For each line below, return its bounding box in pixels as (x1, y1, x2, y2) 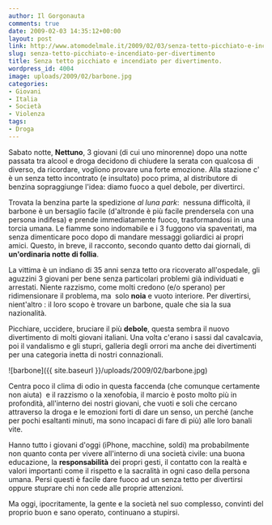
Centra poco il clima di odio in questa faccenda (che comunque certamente (8, 381, 261, 390)
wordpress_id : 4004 (8, 65, 74, 73)
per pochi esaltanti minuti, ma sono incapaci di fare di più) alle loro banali (8, 415, 253, 425)
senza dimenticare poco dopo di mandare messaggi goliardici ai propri (8, 232, 244, 242)
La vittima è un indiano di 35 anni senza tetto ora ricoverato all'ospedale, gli (8, 265, 261, 274)
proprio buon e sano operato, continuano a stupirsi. (8, 507, 180, 517)
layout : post (8, 34, 53, 43)
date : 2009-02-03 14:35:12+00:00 (8, 27, 121, 35)
